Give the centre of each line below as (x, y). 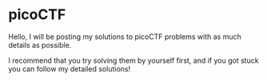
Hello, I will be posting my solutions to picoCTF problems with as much (125, 37)
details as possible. (40, 44)
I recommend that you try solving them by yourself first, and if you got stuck (133, 60)
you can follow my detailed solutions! (69, 68)
